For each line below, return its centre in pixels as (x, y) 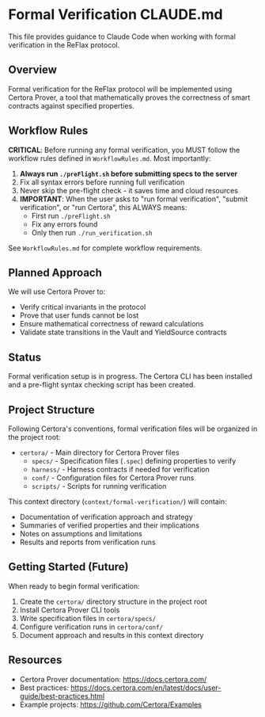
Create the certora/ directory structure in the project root (113, 601)
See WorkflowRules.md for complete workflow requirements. (105, 248)
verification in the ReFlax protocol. (64, 44)
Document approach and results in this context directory (112, 635)
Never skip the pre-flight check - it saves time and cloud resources (129, 190)
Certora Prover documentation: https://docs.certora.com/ (113, 679)
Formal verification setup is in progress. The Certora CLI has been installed (131, 376)
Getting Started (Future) (68, 567)
